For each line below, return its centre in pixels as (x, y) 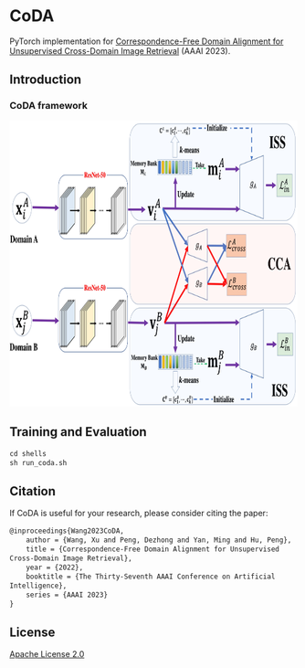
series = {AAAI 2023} (67, 595)
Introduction (46, 80)
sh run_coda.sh (38, 463)
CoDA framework (49, 106)
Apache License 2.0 (47, 654)
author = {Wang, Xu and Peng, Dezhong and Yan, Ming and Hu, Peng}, (159, 540)
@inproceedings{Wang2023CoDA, (67, 531)
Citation (33, 491)
